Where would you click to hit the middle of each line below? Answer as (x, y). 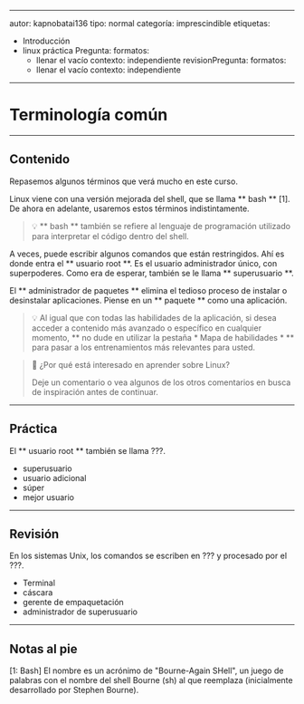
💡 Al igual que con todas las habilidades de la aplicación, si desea (154, 317)
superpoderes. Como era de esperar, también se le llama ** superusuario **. (152, 273)
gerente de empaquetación (73, 603)
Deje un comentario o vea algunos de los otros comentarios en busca (161, 382)
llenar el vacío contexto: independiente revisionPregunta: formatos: (161, 60)
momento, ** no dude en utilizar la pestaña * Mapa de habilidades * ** (163, 337)
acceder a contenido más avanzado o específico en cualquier (147, 328)
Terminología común (89, 115)
